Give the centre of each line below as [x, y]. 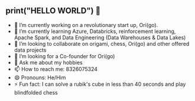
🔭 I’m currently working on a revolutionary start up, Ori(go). [86, 25]
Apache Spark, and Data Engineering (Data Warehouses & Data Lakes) [100, 37]
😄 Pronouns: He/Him [40, 78]
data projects [30, 50]
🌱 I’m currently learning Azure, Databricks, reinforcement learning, [95, 31]
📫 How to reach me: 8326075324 [56, 69]
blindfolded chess [36, 92]
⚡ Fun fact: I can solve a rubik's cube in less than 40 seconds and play [100, 84]
